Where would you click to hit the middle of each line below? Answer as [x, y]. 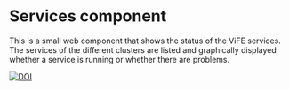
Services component [88, 16]
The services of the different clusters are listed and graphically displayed [143, 49]
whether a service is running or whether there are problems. [120, 59]
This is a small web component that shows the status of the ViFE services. [145, 41]
